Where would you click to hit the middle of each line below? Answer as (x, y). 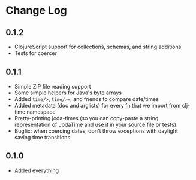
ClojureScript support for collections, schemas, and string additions (98, 47)
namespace (41, 112)
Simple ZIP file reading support (52, 86)
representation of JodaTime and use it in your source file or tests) (95, 124)
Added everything (37, 170)
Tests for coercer (36, 53)
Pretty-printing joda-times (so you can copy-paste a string (86, 118)
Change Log (36, 10)
